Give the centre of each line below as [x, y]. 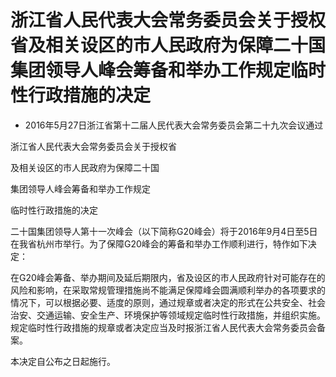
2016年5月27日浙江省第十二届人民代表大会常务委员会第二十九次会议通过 [174, 125]
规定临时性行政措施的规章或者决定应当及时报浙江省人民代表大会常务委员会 [163, 327]
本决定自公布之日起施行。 [63, 361]
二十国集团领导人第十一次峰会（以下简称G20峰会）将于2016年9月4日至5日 [164, 231]
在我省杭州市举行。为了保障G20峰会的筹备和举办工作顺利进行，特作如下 [159, 243]
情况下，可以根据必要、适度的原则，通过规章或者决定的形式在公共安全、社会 [168, 302]
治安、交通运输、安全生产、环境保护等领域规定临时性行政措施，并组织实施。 [168, 315]
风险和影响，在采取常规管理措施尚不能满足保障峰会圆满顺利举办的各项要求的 [168, 290]
